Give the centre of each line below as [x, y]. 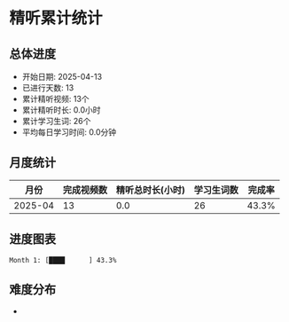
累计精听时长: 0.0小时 [61, 110]
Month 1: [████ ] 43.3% [63, 260]
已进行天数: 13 [48, 88]
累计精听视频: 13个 [56, 99]
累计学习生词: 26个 [56, 121]
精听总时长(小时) [151, 190]
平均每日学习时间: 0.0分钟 [69, 132]
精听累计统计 [56, 18]
